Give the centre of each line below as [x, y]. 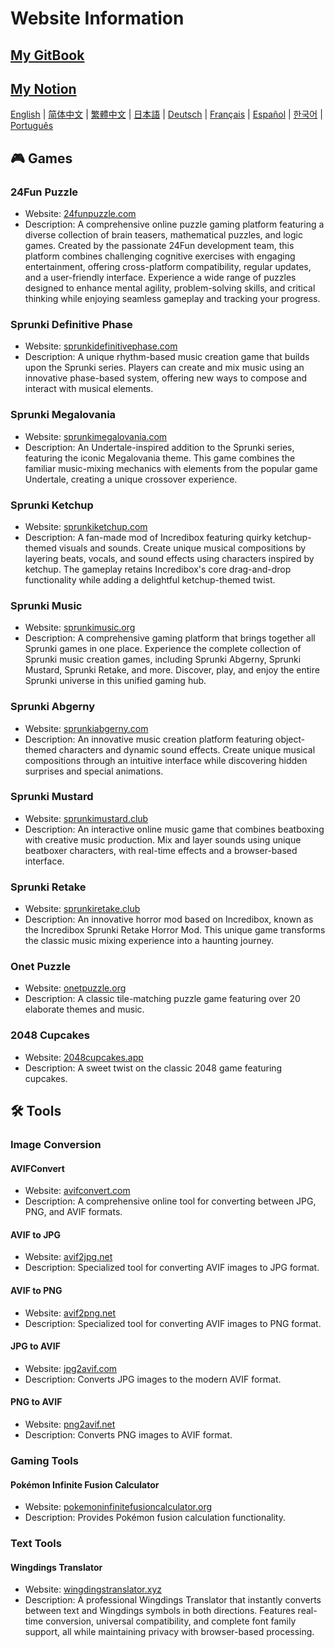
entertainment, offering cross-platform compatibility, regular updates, [168, 267]
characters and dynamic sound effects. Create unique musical [187, 749]
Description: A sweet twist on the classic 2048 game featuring [153, 1068]
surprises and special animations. [94, 771]
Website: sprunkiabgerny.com [86, 728]
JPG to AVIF [35, 1346]
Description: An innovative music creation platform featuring [149, 739]
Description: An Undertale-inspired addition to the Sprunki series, [159, 447]
